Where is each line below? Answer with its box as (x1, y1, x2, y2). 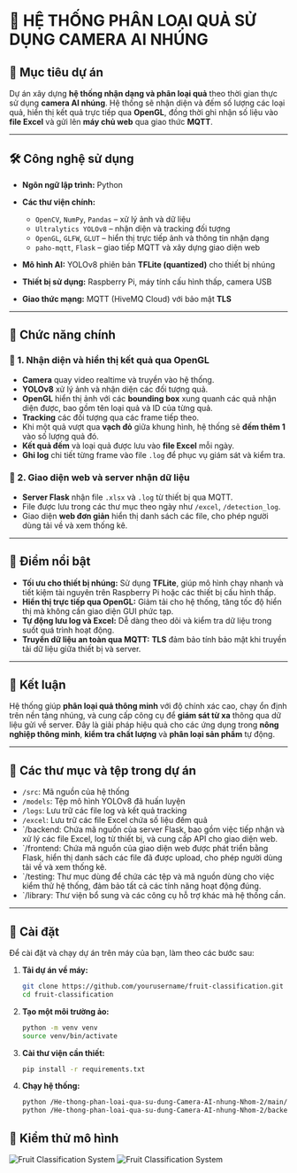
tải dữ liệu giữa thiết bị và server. (21, 643, 141, 654)
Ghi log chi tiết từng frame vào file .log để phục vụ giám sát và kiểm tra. (21, 449, 286, 460)
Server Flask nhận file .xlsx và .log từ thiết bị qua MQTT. (21, 492, 233, 502)
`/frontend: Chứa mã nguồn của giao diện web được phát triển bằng (21, 843, 269, 854)
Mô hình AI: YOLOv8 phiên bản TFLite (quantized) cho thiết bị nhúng (21, 259, 276, 269)
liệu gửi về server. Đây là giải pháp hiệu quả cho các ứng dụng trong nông (9, 719, 279, 730)
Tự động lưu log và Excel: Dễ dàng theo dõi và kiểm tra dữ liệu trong (21, 615, 272, 625)
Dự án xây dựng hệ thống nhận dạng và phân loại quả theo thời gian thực (9, 89, 278, 98)
